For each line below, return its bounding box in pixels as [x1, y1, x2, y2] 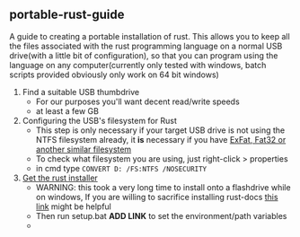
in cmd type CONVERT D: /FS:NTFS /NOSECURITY [35, 162, 207, 173]
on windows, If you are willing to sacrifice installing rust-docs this [35, 191, 278, 202]
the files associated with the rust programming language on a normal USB [9, 40, 283, 51]
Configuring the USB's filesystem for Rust [22, 115, 177, 126]
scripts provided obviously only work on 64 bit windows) [9, 69, 220, 80]
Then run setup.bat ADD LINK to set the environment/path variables [35, 210, 287, 221]
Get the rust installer [22, 172, 99, 183]
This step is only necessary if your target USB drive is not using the [35, 125, 286, 136]
